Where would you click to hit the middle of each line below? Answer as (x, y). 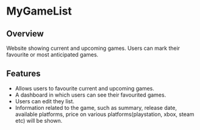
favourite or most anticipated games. (52, 55)
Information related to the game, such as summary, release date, (96, 108)
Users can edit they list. (45, 101)
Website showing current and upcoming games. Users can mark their (93, 48)
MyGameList (39, 11)
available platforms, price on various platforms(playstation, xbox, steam (105, 114)
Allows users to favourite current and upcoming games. (84, 88)
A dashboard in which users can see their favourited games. (90, 95)
